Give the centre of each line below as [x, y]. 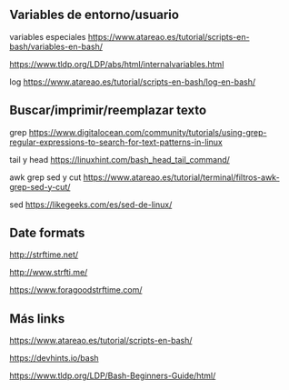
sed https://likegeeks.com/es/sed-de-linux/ [91, 205]
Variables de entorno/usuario [95, 15]
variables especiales [48, 36]
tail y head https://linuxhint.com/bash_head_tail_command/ [120, 159]
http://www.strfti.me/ [49, 273]
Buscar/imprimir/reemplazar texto [108, 110]
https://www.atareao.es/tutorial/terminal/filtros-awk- [181, 177]
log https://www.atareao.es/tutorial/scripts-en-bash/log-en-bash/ [133, 82]
